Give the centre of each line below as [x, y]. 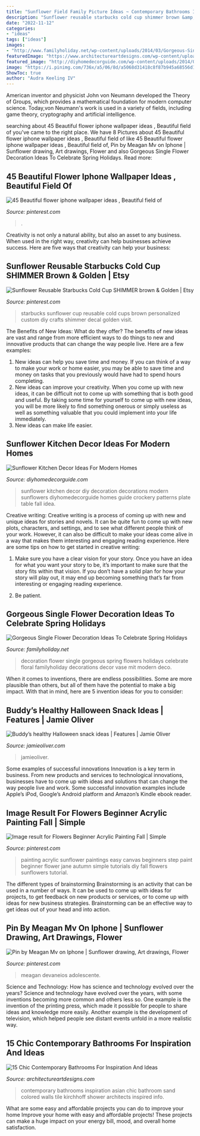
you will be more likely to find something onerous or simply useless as [101, 406]
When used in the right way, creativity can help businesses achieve [89, 241]
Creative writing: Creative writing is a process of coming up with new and [96, 515]
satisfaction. [21, 1127]
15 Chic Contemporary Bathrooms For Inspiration [99, 1044]
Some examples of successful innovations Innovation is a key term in [91, 769]
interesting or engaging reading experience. [69, 584]
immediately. [30, 419]
